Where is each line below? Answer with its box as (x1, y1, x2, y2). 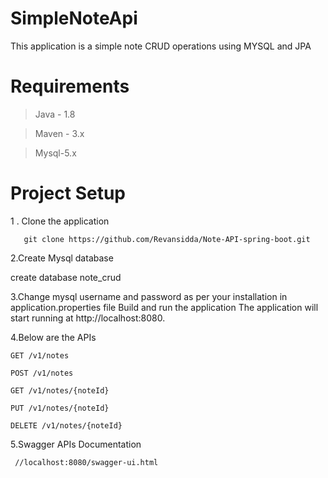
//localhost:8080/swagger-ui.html (14, 457, 159, 467)
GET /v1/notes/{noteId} (10, 385, 110, 396)
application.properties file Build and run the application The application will (10, 301, 319, 313)
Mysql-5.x (34, 147, 77, 159)
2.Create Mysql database (10, 252, 114, 264)
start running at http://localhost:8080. (10, 312, 166, 324)
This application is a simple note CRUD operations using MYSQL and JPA (10, 40, 312, 52)
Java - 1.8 (34, 108, 76, 120)
